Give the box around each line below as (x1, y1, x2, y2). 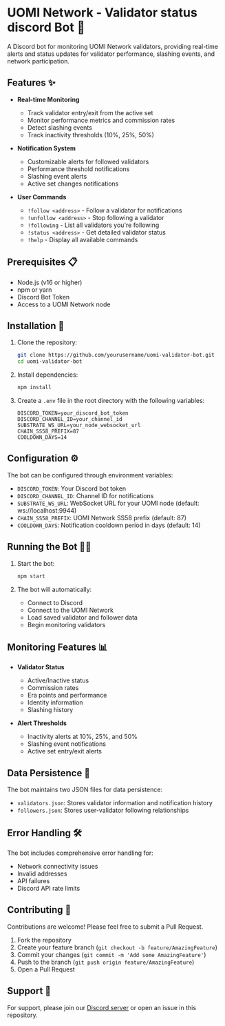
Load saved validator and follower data (27, 613, 138, 622)
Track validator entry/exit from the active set (27, 108, 153, 117)
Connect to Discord (27, 598, 83, 606)
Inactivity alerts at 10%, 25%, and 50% (27, 733, 138, 741)
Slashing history (27, 706, 74, 714)
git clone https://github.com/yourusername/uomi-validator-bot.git (17, 352, 215, 359)
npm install (17, 384, 52, 391)
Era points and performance (27, 691, 107, 700)
